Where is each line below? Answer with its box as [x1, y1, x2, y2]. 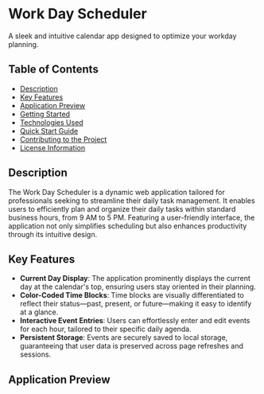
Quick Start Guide [19, 126, 79, 135]
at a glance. [19, 307, 59, 317]
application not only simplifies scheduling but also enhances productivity [8, 220, 247, 231]
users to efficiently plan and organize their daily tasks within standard [8, 204, 236, 213]
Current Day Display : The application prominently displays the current [19, 274, 250, 283]
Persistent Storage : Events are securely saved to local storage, [19, 333, 228, 342]
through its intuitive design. [8, 229, 98, 239]
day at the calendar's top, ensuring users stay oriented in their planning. [19, 282, 256, 291]
